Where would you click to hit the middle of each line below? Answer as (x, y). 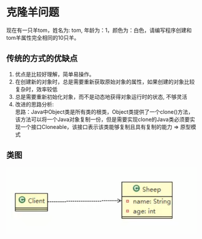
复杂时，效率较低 (36, 89)
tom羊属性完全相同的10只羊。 (43, 37)
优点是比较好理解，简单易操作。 (55, 74)
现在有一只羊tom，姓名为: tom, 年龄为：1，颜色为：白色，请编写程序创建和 (99, 30)
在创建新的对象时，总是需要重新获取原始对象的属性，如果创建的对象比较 (105, 81)
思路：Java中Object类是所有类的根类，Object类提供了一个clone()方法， (104, 111)
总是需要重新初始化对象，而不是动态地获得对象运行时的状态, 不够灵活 (101, 96)
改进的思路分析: (34, 104)
